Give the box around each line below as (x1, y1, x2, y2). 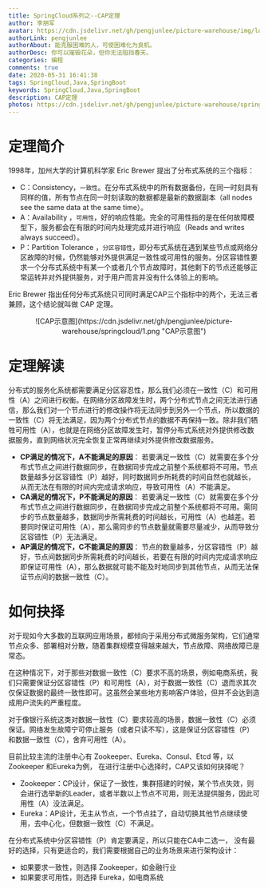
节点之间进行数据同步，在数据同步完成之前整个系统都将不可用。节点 (33, 462, 258, 471)
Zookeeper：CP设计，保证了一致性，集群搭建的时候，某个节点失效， (19, 778, 247, 788)
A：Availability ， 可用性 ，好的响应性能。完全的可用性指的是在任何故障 (19, 212, 248, 222)
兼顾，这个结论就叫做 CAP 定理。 (8, 300, 118, 309)
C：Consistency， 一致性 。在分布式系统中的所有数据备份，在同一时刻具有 (19, 183, 259, 192)
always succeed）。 (19, 232, 84, 242)
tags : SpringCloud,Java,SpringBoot (8, 78, 127, 86)
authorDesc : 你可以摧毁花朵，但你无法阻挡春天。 (8, 49, 153, 57)
